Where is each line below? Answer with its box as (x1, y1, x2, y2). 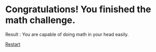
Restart (5, 41, 20, 47)
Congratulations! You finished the (5, 4, 151, 15)
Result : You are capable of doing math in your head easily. (5, 31, 129, 37)
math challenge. (5, 14, 75, 26)
